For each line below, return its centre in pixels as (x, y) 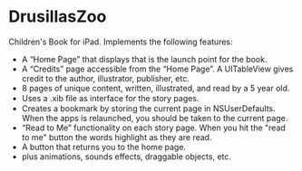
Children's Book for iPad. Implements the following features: (121, 42)
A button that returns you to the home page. (104, 147)
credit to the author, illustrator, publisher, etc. (105, 78)
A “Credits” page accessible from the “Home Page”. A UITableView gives (157, 69)
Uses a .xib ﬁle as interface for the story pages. (110, 98)
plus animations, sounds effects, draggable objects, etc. (127, 157)
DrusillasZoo (58, 17)
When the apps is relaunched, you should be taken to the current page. (155, 118)
